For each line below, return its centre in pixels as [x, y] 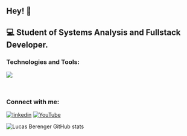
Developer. [27, 45]
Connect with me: [33, 102]
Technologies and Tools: [43, 62]
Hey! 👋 [19, 11]
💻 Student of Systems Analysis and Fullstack [93, 32]
